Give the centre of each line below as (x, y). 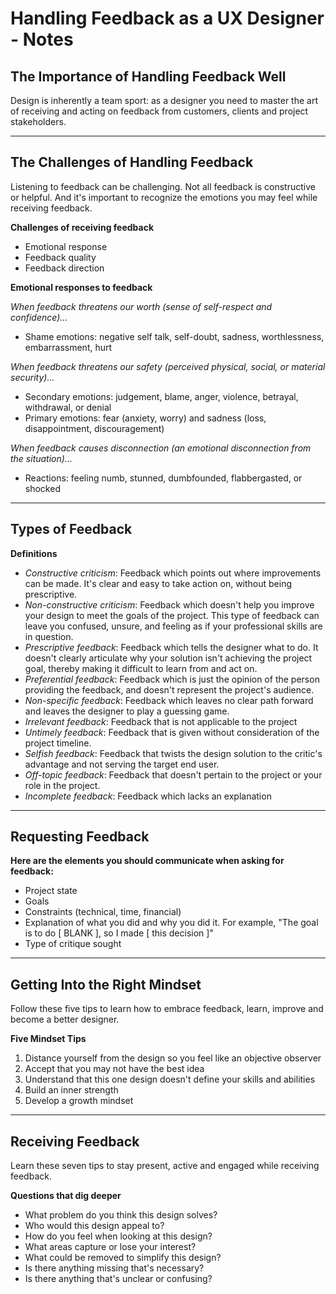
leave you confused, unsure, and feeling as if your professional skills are (173, 626)
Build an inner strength (71, 1090)
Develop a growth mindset (79, 1101)
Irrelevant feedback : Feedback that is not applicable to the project (161, 721)
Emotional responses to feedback (81, 287)
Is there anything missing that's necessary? (114, 1268)
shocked (42, 488)
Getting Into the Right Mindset (106, 984)
